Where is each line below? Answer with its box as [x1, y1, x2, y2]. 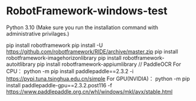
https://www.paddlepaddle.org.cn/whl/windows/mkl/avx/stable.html [6, 88, 173, 95]
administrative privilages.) [6, 30, 69, 37]
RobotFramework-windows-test [6, 4, 167, 18]
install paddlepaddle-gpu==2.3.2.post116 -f [6, 81, 112, 89]
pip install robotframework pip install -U [6, 42, 103, 49]
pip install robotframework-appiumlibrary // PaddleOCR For [36, 61, 181, 68]
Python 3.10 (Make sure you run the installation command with [6, 24, 159, 31]
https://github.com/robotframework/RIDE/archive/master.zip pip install [6, 48, 178, 55]
